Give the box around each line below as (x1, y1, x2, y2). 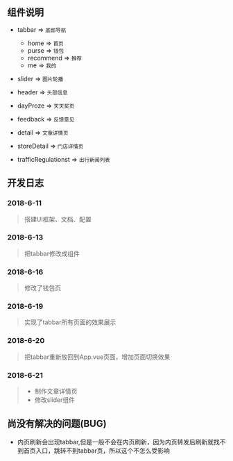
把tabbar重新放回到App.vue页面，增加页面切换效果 (24, 353, 171, 361)
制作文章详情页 (34, 387, 78, 395)
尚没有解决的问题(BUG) (7, 418, 107, 430)
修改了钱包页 (24, 284, 61, 292)
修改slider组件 (34, 395, 75, 404)
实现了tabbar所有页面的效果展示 (24, 318, 116, 326)
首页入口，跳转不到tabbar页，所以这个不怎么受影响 (23, 446, 170, 455)
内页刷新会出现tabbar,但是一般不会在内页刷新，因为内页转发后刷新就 (17, 437, 214, 446)
